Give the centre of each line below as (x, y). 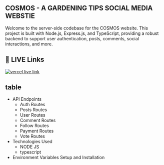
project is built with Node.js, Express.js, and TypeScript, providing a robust (82, 33)
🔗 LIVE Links (25, 60)
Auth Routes (32, 105)
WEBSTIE (20, 16)
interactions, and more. (29, 44)
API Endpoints (27, 99)
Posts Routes (33, 110)
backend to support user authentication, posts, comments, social (72, 38)
